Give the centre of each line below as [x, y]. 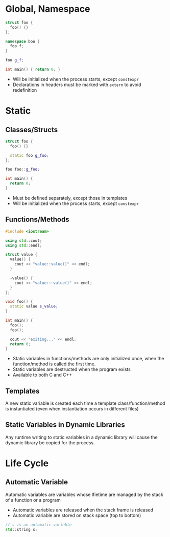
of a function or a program [33, 500]
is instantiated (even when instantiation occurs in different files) [72, 409]
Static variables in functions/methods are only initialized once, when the [88, 359]
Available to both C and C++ [42, 375]
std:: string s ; [21, 529]
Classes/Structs [32, 129]
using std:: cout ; [24, 241]
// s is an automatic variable [39, 525]
